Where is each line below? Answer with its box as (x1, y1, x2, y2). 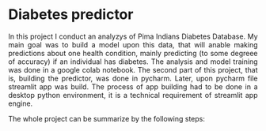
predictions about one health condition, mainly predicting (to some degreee (8, 48, 258, 58)
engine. (8, 99, 33, 108)
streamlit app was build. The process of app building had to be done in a (8, 81, 258, 92)
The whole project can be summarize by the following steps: (8, 114, 206, 123)
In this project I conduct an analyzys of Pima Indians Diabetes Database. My (8, 32, 258, 41)
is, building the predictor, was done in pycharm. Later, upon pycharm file (8, 73, 258, 83)
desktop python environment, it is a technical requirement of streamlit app (8, 90, 258, 99)
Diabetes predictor (8, 6, 134, 24)
